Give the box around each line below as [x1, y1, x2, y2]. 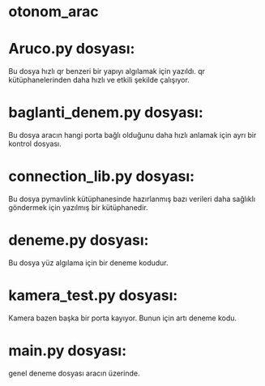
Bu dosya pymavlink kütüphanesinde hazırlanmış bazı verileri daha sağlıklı [8, 194, 256, 204]
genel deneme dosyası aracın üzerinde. [8, 368, 140, 378]
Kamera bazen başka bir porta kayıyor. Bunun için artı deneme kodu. [8, 313, 237, 323]
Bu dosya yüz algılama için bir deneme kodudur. [8, 258, 169, 268]
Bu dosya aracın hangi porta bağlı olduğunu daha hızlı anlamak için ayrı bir [8, 131, 257, 140]
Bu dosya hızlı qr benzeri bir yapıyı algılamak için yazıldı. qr [8, 66, 205, 76]
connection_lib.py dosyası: [8, 167, 195, 186]
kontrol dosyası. [8, 139, 62, 148]
